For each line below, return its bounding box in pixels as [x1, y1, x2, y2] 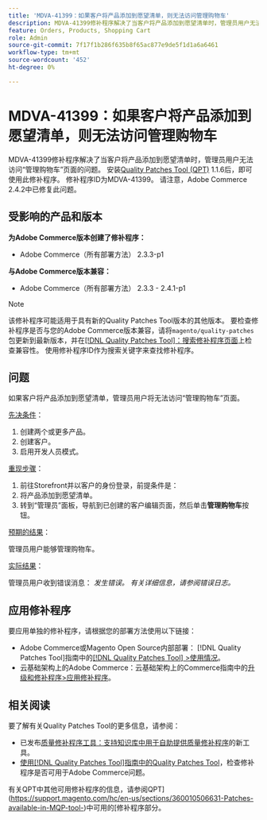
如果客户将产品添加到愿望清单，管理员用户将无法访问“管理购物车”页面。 [8, 393, 245, 403]
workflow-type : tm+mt [8, 48, 80, 56]
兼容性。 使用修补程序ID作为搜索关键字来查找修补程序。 [14, 345, 199, 354]
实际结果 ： [8, 561, 44, 571]
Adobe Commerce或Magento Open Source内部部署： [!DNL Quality [19, 643, 242, 652]
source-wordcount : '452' [8, 56, 91, 64]
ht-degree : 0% [8, 64, 56, 72]
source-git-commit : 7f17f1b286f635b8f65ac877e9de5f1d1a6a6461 [8, 41, 219, 49]
